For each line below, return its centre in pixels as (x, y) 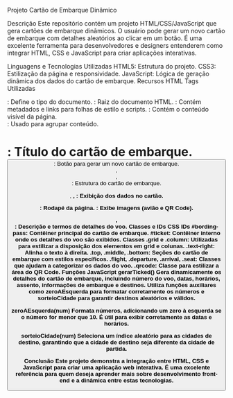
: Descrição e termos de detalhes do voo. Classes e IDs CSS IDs (103, 227)
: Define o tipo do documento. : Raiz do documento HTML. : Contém (104, 102)
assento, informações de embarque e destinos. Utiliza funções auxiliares (116, 285)
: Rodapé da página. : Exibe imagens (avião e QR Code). (116, 208)
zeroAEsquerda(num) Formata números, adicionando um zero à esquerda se (116, 310)
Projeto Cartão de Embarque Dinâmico (62, 10)
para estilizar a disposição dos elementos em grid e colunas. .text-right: (116, 246)
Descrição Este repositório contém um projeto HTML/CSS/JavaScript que (112, 23)
